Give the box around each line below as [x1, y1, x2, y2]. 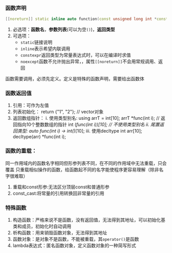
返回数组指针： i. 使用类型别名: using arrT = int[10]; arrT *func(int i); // [12, 115, 160, 121]
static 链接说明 [20, 39, 53, 46]
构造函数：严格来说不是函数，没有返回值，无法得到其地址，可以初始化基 [12, 217, 165, 223]
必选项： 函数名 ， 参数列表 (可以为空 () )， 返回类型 [12, 27, 115, 33]
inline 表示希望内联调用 [20, 46, 71, 52]
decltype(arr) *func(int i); [12, 134, 67, 140]
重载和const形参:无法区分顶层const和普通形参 [12, 183, 110, 190]
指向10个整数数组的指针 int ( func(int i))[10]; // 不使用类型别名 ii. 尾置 [17, 121, 160, 128]
